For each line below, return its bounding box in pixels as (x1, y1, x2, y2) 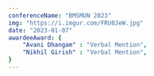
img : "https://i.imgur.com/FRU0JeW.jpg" (8, 19, 144, 27)
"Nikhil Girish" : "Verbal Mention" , (22, 48, 148, 56)
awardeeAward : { (8, 33, 62, 42)
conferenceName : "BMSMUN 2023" (8, 11, 112, 20)
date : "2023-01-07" (8, 26, 73, 34)
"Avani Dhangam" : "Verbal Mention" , (22, 41, 148, 49)
